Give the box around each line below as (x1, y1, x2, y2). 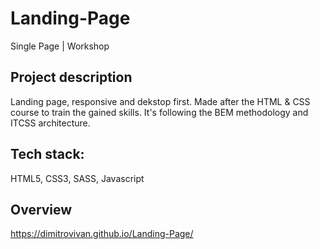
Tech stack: (10, 146, 85, 163)
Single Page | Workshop (10, 40, 110, 52)
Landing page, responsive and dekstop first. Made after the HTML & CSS (10, 95, 311, 107)
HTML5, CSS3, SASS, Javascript (10, 172, 145, 184)
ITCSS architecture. (10, 117, 91, 129)
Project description (10, 69, 133, 86)
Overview (10, 201, 73, 218)
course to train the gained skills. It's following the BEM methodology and (10, 106, 309, 118)
